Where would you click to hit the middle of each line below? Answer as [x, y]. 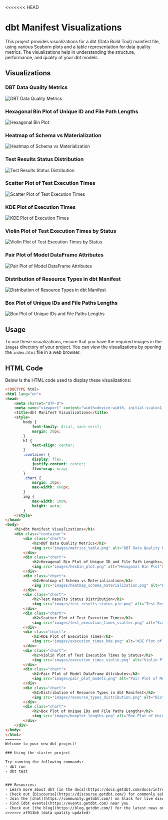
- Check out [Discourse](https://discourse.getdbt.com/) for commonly [80, 794]
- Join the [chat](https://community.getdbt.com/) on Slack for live [79, 799]
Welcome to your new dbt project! [41, 744]
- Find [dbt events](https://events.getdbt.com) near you [67, 803]
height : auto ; [46, 506]
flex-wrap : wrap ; [50, 469]
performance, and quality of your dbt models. [52, 57]
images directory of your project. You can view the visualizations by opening [83, 347]
